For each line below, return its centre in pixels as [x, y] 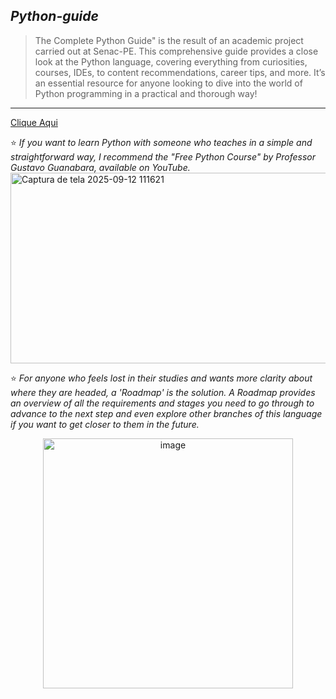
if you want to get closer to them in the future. [105, 424]
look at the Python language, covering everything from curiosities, [171, 61]
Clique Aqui [34, 122]
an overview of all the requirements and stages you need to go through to [162, 403]
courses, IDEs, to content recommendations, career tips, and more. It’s [180, 72]
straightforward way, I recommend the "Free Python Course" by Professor [163, 156]
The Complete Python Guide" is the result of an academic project [169, 40]
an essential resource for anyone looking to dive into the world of [168, 83]
